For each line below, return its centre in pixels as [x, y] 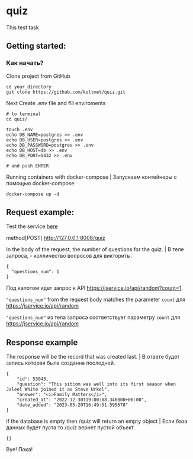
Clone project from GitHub [38, 76]
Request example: [40, 212]
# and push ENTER [28, 166]
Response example [42, 342]
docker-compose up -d [33, 194]
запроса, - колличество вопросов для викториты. [69, 256]
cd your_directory [29, 87]
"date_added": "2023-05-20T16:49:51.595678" [73, 405]
